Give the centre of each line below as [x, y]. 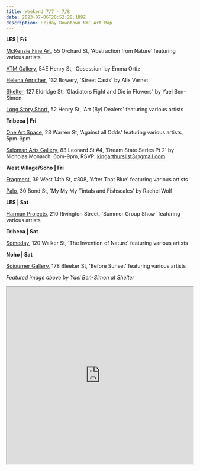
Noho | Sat [19, 255]
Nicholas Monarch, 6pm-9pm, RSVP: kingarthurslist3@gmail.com [86, 156]
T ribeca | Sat [22, 232]
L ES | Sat [17, 203]
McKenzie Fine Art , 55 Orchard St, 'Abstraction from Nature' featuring [91, 51]
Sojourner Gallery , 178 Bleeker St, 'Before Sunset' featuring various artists [96, 266]
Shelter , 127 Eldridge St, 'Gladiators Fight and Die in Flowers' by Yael [90, 92]
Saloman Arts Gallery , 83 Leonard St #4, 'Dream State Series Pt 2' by [90, 150]
